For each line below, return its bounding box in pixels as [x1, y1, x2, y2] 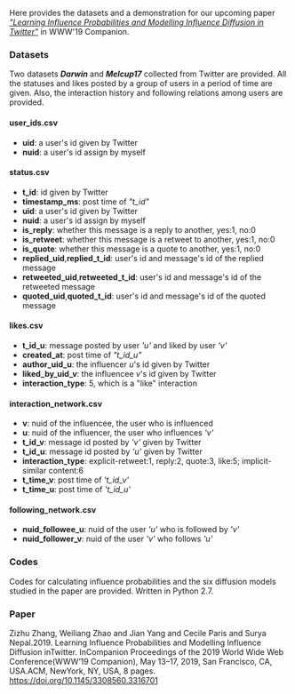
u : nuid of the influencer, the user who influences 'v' [21, 427, 214, 438]
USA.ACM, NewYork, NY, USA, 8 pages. [9, 666, 155, 676]
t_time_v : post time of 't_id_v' [21, 475, 130, 485]
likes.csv [9, 320, 44, 331]
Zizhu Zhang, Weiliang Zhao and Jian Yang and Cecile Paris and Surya [9, 627, 267, 638]
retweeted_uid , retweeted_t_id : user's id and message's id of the [21, 271, 262, 283]
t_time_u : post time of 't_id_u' [21, 484, 132, 495]
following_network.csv [9, 504, 97, 515]
